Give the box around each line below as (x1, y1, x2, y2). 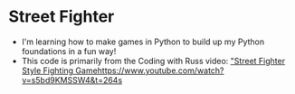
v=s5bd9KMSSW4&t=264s (21, 74, 123, 85)
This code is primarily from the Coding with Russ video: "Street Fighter (21, 55, 286, 66)
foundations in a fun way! (21, 45, 117, 56)
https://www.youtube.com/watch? (97, 65, 224, 76)
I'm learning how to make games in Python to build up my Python (21, 36, 265, 47)
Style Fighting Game (21, 65, 99, 76)
